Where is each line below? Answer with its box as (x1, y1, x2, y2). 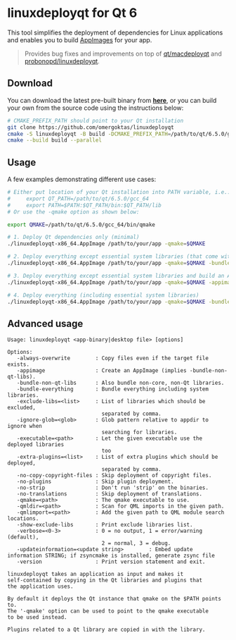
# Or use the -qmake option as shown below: (7, 208, 140, 216)
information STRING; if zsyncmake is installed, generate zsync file (7, 552, 216, 560)
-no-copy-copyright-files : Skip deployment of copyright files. (16, 472, 212, 479)
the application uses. (7, 583, 74, 590)
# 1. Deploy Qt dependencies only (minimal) (7, 234, 140, 241)
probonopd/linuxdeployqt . (24, 56, 100, 65)
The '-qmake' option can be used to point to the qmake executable (7, 608, 209, 615)
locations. (7, 515, 39, 522)
